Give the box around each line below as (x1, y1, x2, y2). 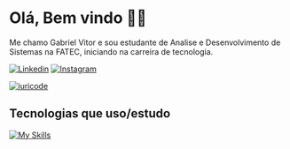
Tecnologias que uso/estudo (9, 106, 171, 122)
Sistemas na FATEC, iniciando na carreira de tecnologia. (9, 46, 214, 56)
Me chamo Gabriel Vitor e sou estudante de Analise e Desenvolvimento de (9, 37, 281, 48)
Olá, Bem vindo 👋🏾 (9, 8, 147, 28)
